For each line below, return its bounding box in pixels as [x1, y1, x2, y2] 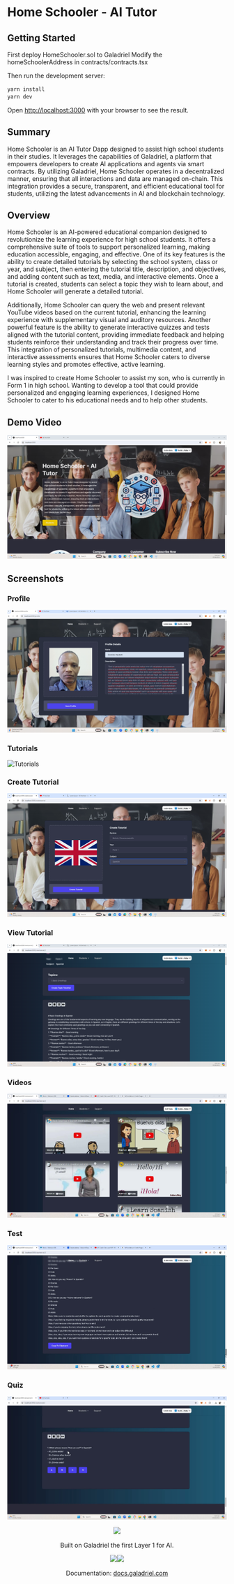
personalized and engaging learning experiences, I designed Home [7, 388, 200, 397]
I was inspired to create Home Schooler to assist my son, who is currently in [7, 374, 225, 382]
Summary [7, 126, 51, 138]
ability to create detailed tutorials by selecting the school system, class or [7, 258, 218, 266]
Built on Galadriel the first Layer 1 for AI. [60, 1541, 174, 1550]
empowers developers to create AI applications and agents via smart [7, 159, 204, 168]
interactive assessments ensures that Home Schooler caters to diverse [7, 353, 210, 361]
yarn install [7, 86, 45, 93]
